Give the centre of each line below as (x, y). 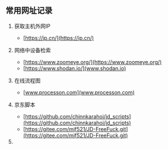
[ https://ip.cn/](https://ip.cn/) (58, 38)
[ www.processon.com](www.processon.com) (79, 92)
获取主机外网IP (32, 26)
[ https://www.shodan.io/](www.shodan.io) (75, 68)
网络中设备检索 (32, 50)
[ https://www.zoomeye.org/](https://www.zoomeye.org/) (92, 62)
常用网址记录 (29, 11)
